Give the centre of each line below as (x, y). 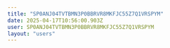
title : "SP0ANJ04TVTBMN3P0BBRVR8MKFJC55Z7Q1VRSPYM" (85, 14)
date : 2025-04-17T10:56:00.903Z (55, 20)
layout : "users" (31, 34)
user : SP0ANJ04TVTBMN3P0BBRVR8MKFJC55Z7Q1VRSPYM (81, 27)
